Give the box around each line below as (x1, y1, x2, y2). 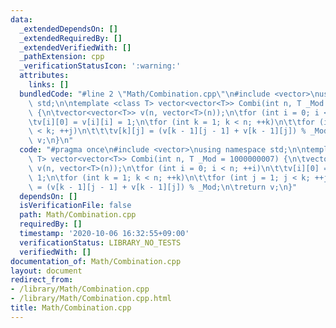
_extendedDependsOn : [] (19, 24, 118, 34)
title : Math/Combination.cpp (10, 303, 132, 313)
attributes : (19, 71, 70, 81)
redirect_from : (10, 275, 74, 285)
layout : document (10, 266, 83, 276)
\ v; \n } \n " (28, 136, 74, 146)
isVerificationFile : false (19, 201, 132, 211)
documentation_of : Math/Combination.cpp (10, 256, 182, 266)
